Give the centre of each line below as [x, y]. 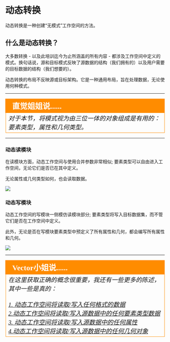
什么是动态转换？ [32, 43]
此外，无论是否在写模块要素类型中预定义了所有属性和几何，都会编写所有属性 [85, 232]
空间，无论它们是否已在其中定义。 [45, 168]
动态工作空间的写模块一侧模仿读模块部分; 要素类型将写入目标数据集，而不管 [84, 215]
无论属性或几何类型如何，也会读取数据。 [47, 179]
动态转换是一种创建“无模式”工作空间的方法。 [52, 25]
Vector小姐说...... [40, 268]
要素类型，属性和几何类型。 [48, 127]
